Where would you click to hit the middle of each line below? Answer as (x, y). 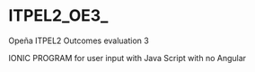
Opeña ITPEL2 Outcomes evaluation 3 (79, 40)
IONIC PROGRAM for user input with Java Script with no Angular (127, 58)
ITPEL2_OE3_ (58, 16)
